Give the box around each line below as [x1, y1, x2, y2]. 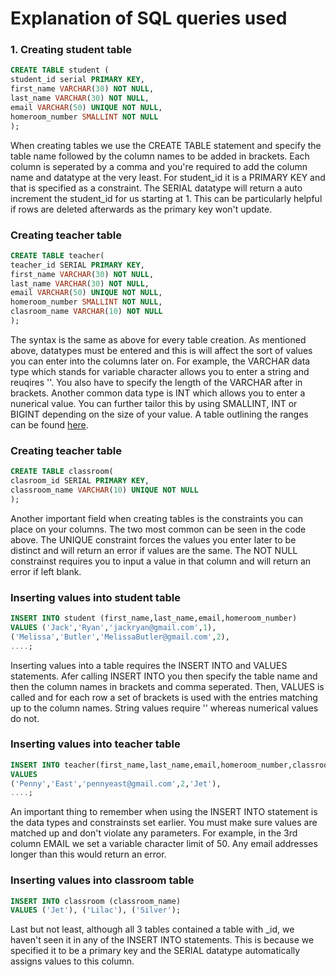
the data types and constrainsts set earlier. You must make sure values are [10, 817, 318, 829]
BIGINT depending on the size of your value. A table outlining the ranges [10, 408, 309, 420]
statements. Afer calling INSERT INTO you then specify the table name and [10, 670, 318, 682]
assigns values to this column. [10, 955, 135, 967]
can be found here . [10, 418, 89, 431]
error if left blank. [10, 565, 82, 577]
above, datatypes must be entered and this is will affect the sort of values [10, 344, 313, 356]
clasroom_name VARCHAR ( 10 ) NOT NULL [10, 307, 163, 317]
